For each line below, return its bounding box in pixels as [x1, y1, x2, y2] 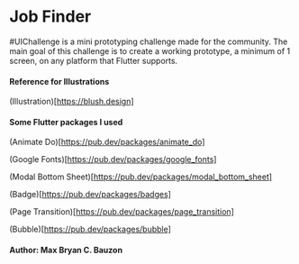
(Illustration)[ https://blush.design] [9, 96, 134, 107]
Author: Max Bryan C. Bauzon [9, 244, 123, 255]
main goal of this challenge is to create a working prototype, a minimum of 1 [9, 45, 291, 56]
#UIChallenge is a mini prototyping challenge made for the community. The [9, 36, 288, 47]
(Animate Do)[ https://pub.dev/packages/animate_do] [9, 137, 205, 148]
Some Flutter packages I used [9, 116, 123, 127]
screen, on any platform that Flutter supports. [9, 55, 178, 66]
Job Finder [9, 6, 92, 27]
